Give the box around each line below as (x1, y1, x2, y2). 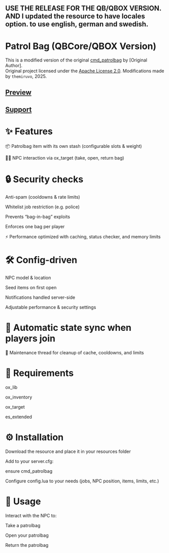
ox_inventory (5, 394, 32, 400)
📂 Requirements (5, 367, 74, 379)
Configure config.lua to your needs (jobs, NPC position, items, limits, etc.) (5, 478, 159, 484)
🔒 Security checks (5, 174, 84, 185)
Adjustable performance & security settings (5, 304, 96, 310)
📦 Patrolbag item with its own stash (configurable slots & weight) (5, 143, 142, 149)
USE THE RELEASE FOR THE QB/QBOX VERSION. (5, 4, 161, 13)
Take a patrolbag (5, 522, 41, 528)
